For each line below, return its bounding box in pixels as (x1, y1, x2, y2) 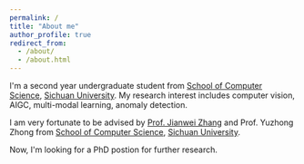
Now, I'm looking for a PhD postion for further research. (9, 144, 218, 155)
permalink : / (9, 13, 59, 23)
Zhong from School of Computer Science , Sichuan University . (9, 127, 241, 137)
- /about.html (17, 55, 71, 64)
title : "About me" (9, 22, 79, 31)
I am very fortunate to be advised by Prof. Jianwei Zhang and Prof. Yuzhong (9, 117, 294, 128)
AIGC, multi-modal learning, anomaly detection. (9, 100, 188, 110)
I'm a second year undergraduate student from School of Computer (9, 81, 263, 91)
